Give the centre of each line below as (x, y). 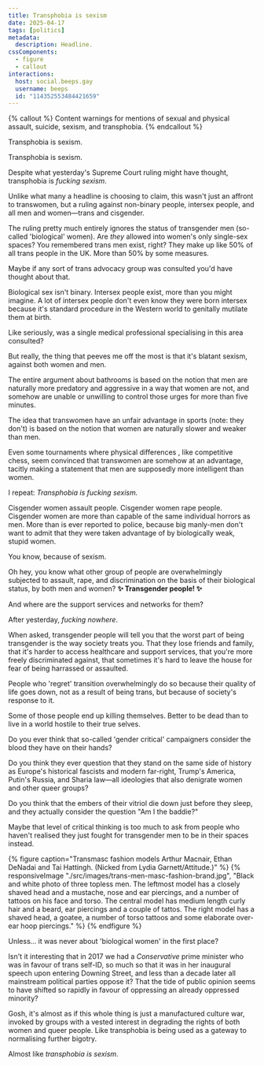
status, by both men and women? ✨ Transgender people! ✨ (105, 589)
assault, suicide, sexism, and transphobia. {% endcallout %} (105, 127)
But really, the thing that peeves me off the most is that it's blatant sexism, (128, 356)
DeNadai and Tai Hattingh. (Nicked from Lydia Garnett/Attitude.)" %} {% (125, 867)
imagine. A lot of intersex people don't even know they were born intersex (128, 301)
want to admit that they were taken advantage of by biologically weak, (122, 533)
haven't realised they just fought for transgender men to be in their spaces (128, 835)
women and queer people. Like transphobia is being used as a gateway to (128, 1031)
